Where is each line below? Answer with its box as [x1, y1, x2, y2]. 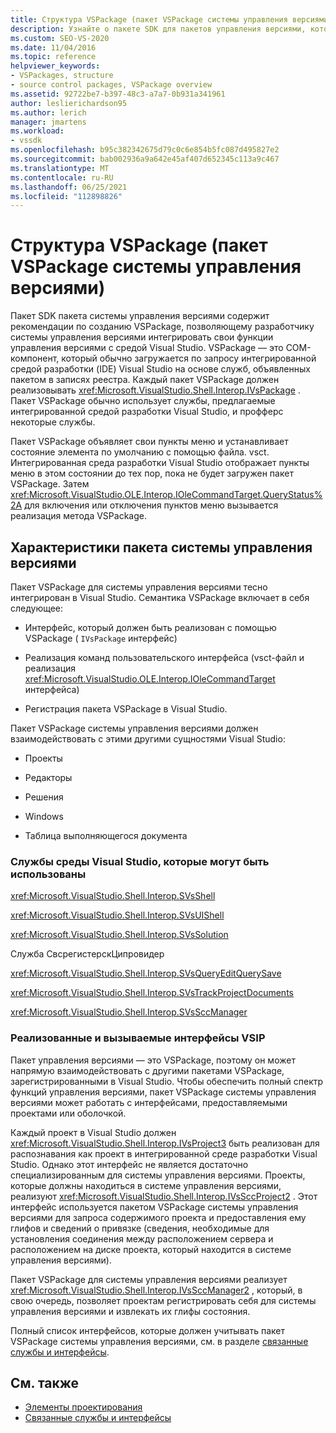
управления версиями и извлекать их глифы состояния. [10, 1305, 251, 1317]
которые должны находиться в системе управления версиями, [10, 1179, 282, 1191]
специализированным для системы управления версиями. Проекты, [10, 1169, 306, 1181]
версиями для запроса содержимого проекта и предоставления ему [10, 1211, 307, 1223]
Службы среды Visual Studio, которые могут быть [10, 854, 270, 868]
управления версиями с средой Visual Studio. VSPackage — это [10, 342, 284, 354]
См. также [10, 1374, 80, 1391]
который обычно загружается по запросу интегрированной [61, 352, 317, 365]
